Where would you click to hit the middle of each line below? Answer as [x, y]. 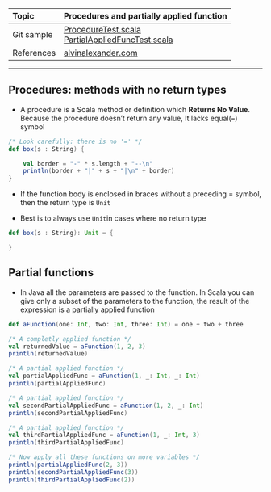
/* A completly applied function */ [70, 339]
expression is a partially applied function [87, 309]
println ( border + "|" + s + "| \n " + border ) [99, 171]
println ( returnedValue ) [48, 354]
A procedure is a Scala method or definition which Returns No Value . [135, 109]
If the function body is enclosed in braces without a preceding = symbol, [141, 194]
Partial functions [51, 273]
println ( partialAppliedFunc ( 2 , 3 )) [68, 465]
